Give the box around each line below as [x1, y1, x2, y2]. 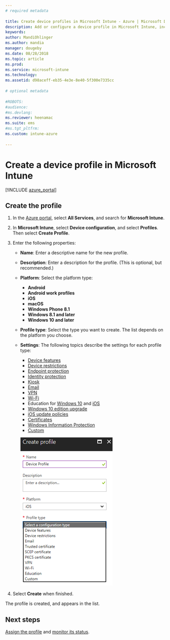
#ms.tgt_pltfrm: [5, 126, 39, 131]
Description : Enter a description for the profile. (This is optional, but [20, 259, 162, 266]
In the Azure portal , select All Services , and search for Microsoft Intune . [12, 215, 165, 221]
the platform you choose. [20, 332, 73, 339]
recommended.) [20, 265, 54, 271]
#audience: [5, 105, 28, 110]
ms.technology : [5, 73, 37, 78]
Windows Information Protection [27, 422, 95, 428]
